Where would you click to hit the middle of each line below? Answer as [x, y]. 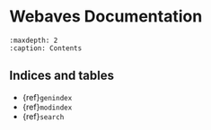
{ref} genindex [47, 97]
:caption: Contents [46, 48]
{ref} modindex [47, 107]
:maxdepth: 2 [34, 40]
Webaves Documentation [106, 17]
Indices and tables [62, 76]
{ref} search [43, 116]
